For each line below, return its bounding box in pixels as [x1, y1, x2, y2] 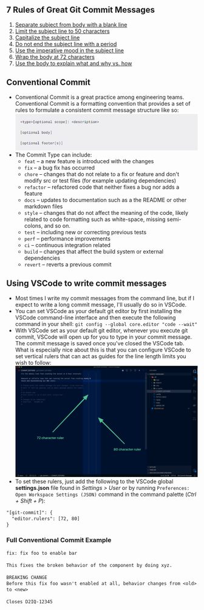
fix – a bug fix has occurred [24, 164, 95, 172]
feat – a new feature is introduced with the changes [24, 158, 154, 165]
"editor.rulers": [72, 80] [12, 515, 80, 521]
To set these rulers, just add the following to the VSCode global [15, 478, 174, 485]
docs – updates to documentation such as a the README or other [24, 197, 187, 204]
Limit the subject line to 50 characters [15, 27, 110, 35]
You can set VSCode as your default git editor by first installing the [15, 307, 182, 314]
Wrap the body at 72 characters [15, 53, 95, 60]
